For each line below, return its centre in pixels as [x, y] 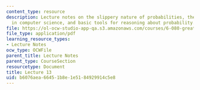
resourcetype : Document [36, 67]
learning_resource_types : [38, 39]
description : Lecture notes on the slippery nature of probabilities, [96, 17]
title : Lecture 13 [29, 72]
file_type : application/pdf [41, 34]
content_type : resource [36, 12]
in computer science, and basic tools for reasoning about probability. [104, 22]
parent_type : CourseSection [41, 61]
